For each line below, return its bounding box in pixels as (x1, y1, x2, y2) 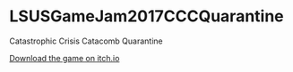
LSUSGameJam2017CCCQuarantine (9, 6, 284, 27)
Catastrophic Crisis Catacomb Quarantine (9, 36, 163, 46)
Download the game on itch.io (9, 52, 120, 63)
